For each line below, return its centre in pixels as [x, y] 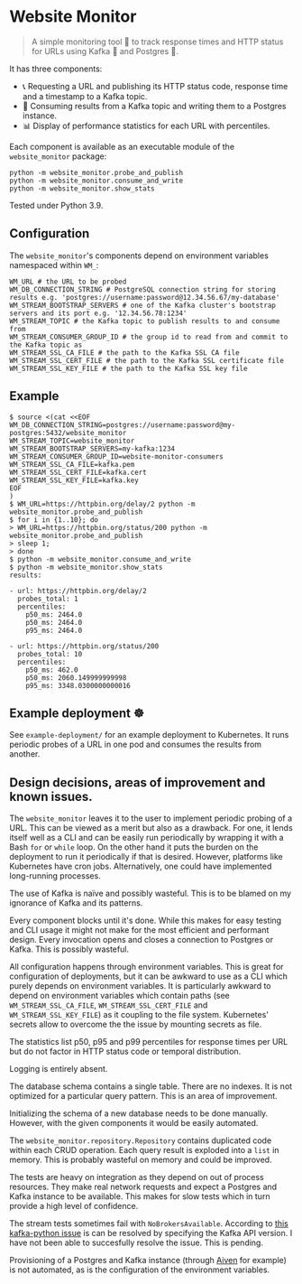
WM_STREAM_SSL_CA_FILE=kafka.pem [72, 464]
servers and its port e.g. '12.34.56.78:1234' [98, 313]
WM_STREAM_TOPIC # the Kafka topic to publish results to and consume [145, 321]
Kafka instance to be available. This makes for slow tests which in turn [140, 1196]
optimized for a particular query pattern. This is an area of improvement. [143, 1096]
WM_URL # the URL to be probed [68, 282]
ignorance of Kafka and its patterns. [76, 903]
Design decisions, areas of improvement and [137, 782]
